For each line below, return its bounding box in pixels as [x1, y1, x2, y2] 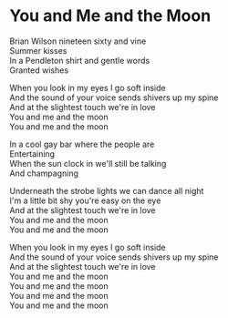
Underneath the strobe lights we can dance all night [9, 185, 204, 196]
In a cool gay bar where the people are [9, 138, 155, 149]
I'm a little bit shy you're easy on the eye [9, 195, 161, 206]
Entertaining [9, 148, 56, 159]
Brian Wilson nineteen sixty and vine [9, 36, 147, 46]
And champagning [9, 168, 79, 179]
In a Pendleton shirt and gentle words [9, 55, 150, 66]
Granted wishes [9, 65, 69, 76]
